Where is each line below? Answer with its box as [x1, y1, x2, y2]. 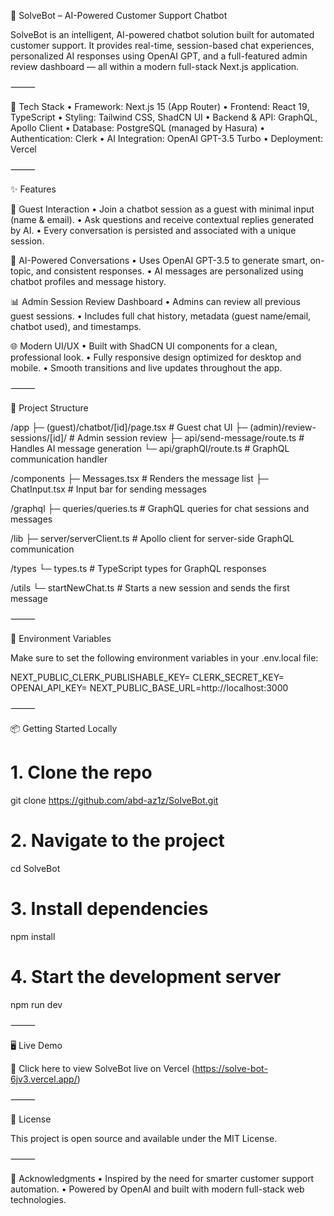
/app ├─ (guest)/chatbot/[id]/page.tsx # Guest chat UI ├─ [10, 421, 248, 433]
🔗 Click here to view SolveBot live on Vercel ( [10, 1062, 196, 1074]
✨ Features [10, 183, 57, 195]
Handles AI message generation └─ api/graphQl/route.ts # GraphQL [10, 443, 290, 454]
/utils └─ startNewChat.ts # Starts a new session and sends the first [10, 582, 290, 594]
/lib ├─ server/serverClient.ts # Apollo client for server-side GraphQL [10, 533, 295, 544]
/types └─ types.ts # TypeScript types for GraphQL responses [10, 563, 267, 574]
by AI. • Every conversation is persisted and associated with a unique [10, 225, 297, 236]
